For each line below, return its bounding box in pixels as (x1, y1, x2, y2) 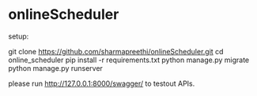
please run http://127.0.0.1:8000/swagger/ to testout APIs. (8, 79, 195, 88)
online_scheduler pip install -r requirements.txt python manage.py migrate (8, 55, 250, 65)
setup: (8, 31, 29, 41)
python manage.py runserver (8, 63, 103, 72)
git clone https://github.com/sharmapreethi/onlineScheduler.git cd (8, 46, 224, 56)
